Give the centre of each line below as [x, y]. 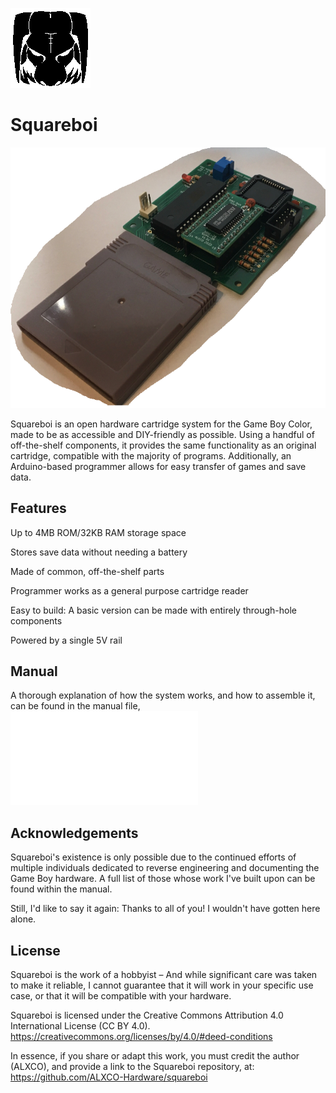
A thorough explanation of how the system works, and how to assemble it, [163, 695]
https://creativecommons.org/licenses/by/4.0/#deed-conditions [141, 1037]
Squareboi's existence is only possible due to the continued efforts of [153, 857]
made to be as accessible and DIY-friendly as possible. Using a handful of [162, 434]
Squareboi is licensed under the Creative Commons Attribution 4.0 [147, 1015]
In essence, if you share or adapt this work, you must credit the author [155, 1056]
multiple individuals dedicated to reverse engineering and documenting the [165, 868]
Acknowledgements [74, 833]
